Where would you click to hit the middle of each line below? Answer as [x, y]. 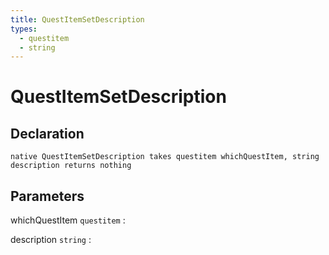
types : [24, 29]
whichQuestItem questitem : [68, 220]
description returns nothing [71, 166]
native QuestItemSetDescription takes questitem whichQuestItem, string [165, 157]
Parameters [47, 196]
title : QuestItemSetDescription [77, 19]
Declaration [47, 133]
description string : [51, 240]
